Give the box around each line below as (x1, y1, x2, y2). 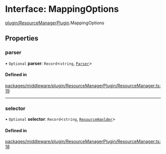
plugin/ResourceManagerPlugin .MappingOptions (5, 20, 105, 26)
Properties (5, 34, 39, 43)
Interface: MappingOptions (5, 3, 119, 15)
